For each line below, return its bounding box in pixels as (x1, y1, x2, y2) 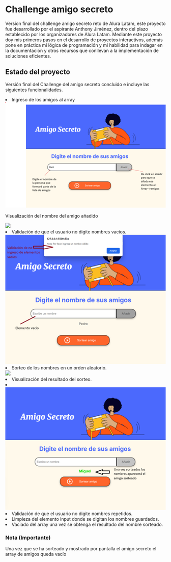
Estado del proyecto (5, 68, 70, 76)
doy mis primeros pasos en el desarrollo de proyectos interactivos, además (5, 37, 163, 43)
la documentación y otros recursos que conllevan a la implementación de (5, 47, 159, 53)
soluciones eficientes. (5, 52, 51, 59)
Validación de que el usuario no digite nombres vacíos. (12, 229, 127, 235)
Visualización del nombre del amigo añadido (5, 213, 98, 219)
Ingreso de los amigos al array (12, 96, 75, 102)
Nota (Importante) (5, 534, 51, 541)
